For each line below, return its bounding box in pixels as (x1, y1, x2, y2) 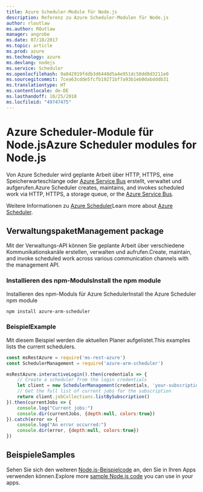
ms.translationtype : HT (6, 82, 66, 88)
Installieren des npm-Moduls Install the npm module (6, 276, 161, 285)
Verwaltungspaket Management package (6, 225, 164, 236)
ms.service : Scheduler (6, 65, 63, 71)
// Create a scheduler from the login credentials (17, 377, 147, 383)
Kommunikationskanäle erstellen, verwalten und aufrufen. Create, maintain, (6, 248, 192, 256)
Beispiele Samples (6, 450, 76, 460)
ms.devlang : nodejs (6, 59, 56, 65)
